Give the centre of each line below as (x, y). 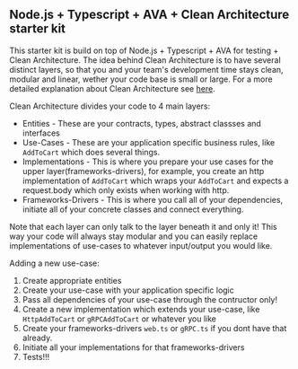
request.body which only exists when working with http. (126, 190)
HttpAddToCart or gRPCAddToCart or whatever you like (119, 319)
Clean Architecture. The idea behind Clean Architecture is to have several (145, 60)
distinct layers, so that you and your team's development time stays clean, (147, 69)
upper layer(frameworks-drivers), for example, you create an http (143, 171)
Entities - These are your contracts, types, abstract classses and (142, 123)
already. (37, 338)
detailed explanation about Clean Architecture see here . (112, 88)
